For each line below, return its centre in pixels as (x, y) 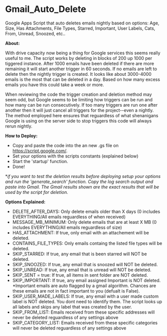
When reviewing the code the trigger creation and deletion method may (79, 94)
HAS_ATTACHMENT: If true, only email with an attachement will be (81, 232)
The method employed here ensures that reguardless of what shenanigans (82, 115)
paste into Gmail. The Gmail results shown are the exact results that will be (82, 187)
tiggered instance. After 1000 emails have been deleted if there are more (80, 63)
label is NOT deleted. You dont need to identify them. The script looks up (87, 301)
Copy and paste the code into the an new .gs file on (65, 145)
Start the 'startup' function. (40, 161)
